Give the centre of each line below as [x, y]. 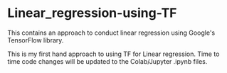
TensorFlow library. [36, 40]
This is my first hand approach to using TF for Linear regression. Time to [114, 54]
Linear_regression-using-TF [92, 13]
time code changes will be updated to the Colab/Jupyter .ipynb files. [107, 61]
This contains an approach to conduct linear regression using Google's [111, 33]
